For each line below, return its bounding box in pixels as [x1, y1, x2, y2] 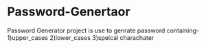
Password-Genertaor [7, 4, 130, 20]
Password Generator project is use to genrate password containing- [7, 26, 199, 34]
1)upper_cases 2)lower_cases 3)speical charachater [7, 33, 154, 41]
